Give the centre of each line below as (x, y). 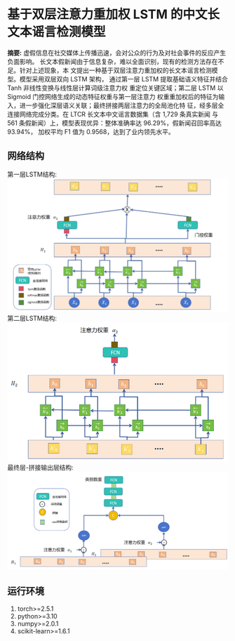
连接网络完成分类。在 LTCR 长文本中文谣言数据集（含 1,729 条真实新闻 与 (113, 114)
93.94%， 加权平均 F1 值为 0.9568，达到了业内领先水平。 (91, 131)
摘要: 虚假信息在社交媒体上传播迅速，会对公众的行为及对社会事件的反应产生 (117, 53)
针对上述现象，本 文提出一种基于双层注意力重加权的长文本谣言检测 (115, 70)
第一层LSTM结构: (32, 174)
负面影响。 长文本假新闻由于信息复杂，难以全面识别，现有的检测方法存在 (113, 61)
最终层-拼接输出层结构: (40, 467)
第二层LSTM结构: (32, 318)
